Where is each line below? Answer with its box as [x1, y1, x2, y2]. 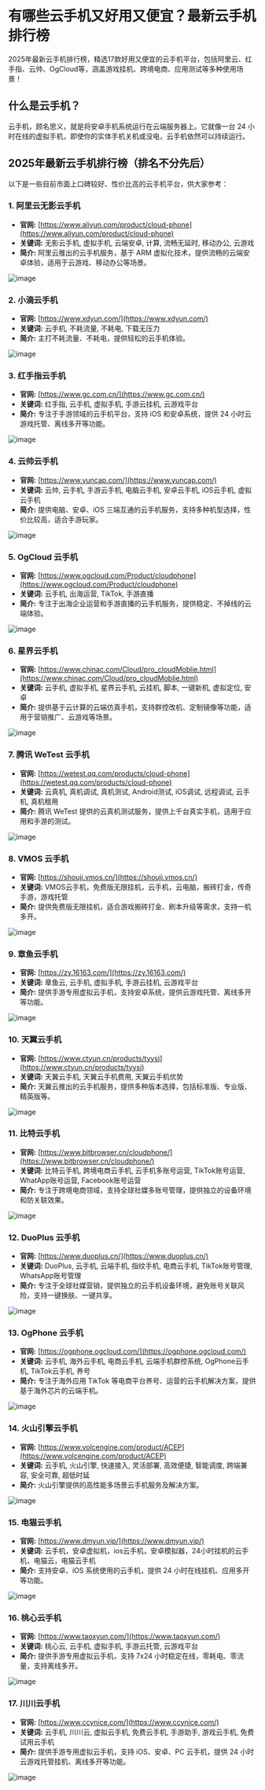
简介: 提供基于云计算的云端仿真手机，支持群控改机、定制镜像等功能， [19, 703, 245, 712]
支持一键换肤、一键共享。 [33, 1291, 116, 1300]
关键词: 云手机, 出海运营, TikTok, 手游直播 [19, 589, 154, 598]
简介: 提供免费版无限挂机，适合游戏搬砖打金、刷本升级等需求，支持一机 [19, 902, 252, 911]
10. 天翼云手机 [8, 1035, 62, 1046]
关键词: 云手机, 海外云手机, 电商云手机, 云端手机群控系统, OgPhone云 [19, 1357, 242, 1366]
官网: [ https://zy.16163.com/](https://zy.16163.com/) [19, 968, 186, 977]
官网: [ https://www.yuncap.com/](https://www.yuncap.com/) [19, 475, 218, 484]
